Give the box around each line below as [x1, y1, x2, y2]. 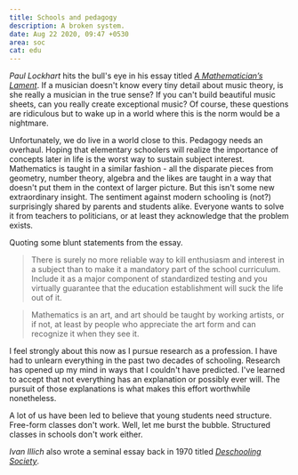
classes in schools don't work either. [9, 429, 143, 440]
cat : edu [9, 46, 42, 55]
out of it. [30, 293, 62, 303]
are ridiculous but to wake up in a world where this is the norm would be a [9, 109, 280, 119]
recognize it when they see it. [30, 328, 140, 339]
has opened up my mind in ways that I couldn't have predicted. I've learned [9, 365, 286, 375]
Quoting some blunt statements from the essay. [9, 237, 183, 248]
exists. [9, 220, 34, 231]
